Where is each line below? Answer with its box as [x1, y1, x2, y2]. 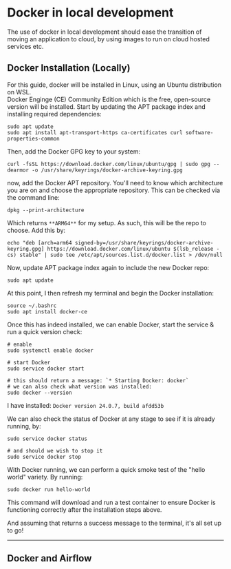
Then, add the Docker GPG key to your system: [7, 147, 141, 156]
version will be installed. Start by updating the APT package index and [7, 102, 206, 111]
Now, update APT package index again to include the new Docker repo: [7, 263, 210, 271]
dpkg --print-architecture [7, 207, 85, 214]
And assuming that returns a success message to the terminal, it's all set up [7, 519, 222, 527]
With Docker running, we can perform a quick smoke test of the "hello [7, 465, 206, 473]
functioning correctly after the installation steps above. [7, 505, 162, 514]
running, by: [7, 422, 41, 430]
